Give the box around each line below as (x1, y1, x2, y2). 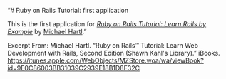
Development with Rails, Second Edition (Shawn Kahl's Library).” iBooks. (7, 49, 220, 57)
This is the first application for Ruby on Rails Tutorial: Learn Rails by (7, 20, 207, 28)
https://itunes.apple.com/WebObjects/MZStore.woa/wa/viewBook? (7, 56, 205, 65)
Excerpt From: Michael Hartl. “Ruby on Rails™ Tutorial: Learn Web (7, 41, 198, 49)
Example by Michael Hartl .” (7, 28, 87, 36)
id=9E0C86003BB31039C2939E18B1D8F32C (7, 64, 140, 72)
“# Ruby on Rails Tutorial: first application (7, 6, 129, 14)
